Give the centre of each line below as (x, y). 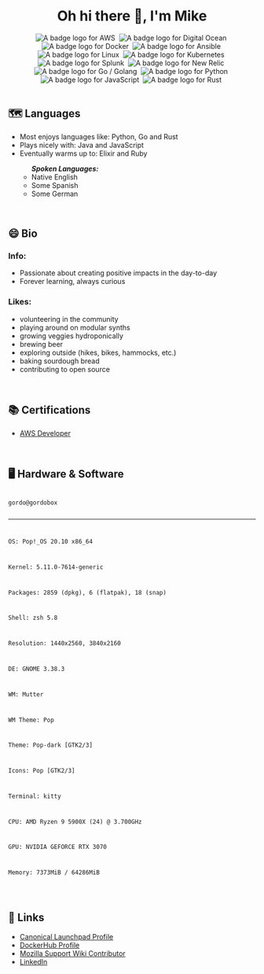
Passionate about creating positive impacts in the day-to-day (118, 273)
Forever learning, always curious (72, 282)
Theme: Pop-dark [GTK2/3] (50, 745)
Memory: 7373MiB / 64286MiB (54, 873)
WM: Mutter (26, 694)
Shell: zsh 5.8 (33, 618)
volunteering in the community (69, 319)
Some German (55, 194)
